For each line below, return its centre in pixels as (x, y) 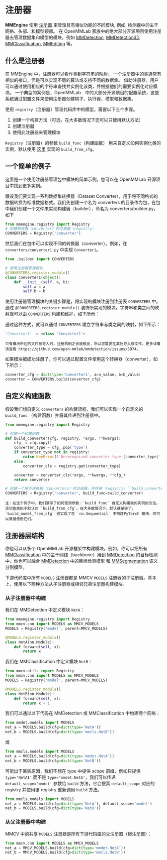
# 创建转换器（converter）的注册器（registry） (50, 229)
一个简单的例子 (28, 167)
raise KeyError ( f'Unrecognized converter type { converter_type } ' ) (93, 457)
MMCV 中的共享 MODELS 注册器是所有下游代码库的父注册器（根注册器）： (78, 834)
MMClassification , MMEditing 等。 (40, 43)
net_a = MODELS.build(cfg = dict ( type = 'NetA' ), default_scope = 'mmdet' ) (79, 804)
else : (20, 461)
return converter (32, 480)
